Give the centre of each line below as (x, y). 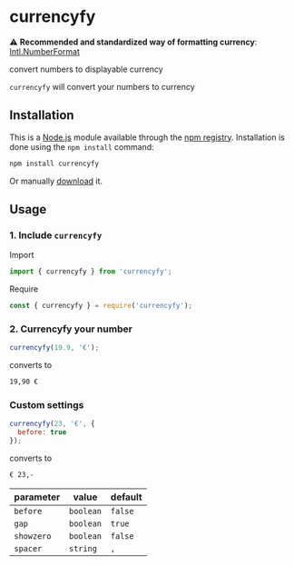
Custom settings (47, 405)
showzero (33, 536)
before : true (42, 432)
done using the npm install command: (82, 146)
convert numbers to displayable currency (86, 69)
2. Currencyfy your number (71, 329)
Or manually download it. (56, 181)
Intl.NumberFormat (44, 51)
